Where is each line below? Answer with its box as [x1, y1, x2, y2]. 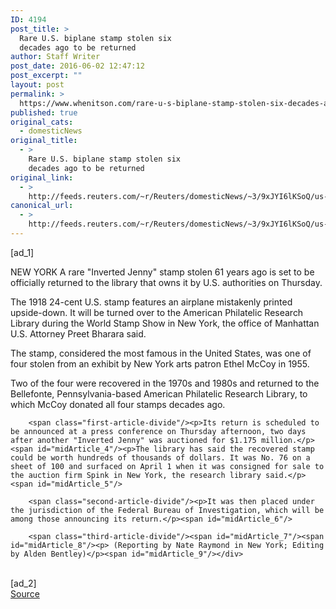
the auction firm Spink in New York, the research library [10, 470, 262, 480]
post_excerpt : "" [10, 71, 83, 81]
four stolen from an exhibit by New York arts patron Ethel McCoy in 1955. [10, 357, 310, 370]
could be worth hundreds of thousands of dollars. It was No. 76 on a [10, 452, 311, 463]
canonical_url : [10, 201, 74, 211]
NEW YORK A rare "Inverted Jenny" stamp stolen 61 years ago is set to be [10, 266, 315, 278]
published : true [10, 107, 78, 118]
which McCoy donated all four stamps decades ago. [10, 398, 226, 410]
